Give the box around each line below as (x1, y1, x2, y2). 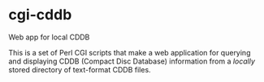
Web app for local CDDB (8, 32, 90, 42)
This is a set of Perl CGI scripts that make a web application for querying (8, 47, 251, 57)
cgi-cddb (8, 6, 72, 24)
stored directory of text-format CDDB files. (8, 64, 152, 74)
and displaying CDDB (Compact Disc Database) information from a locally (8, 56, 256, 66)
